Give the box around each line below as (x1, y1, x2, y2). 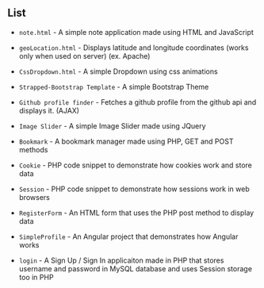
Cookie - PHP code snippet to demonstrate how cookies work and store (18, 160, 253, 170)
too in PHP (18, 272, 54, 282)
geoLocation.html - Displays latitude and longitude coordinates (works (18, 43, 249, 52)
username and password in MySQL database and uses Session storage (18, 263, 253, 273)
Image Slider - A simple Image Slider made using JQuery (18, 121, 207, 130)
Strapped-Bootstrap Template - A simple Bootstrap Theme (18, 82, 209, 91)
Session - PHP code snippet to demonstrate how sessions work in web (18, 184, 251, 194)
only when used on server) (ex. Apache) (18, 51, 151, 60)
